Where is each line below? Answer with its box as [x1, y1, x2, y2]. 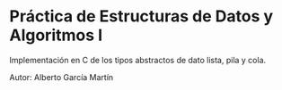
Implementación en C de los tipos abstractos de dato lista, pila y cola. [9, 54, 267, 65]
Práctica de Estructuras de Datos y [9, 6, 274, 27]
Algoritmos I [9, 25, 103, 45]
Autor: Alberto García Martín [9, 71, 114, 82]
